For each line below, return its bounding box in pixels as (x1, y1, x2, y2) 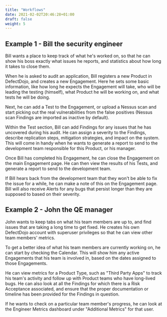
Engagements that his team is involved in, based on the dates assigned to (5, 255, 156, 261)
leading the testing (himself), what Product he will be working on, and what (5, 89, 160, 95)
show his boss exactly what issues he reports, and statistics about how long (5, 58, 162, 64)
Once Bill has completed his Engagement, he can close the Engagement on (5, 155, 160, 161)
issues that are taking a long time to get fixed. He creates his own (5, 224, 140, 230)
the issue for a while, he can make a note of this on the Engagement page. (5, 180, 158, 187)
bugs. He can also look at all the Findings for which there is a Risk (5, 280, 141, 287)
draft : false (5, 16, 32, 21)
